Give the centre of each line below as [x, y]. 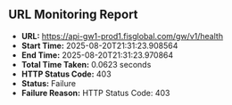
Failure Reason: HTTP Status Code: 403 [95, 93]
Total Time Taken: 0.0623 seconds [86, 64]
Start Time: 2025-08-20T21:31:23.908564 [99, 45]
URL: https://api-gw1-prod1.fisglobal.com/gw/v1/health [122, 36]
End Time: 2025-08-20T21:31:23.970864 [97, 55]
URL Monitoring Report [74, 15]
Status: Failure [49, 83]
